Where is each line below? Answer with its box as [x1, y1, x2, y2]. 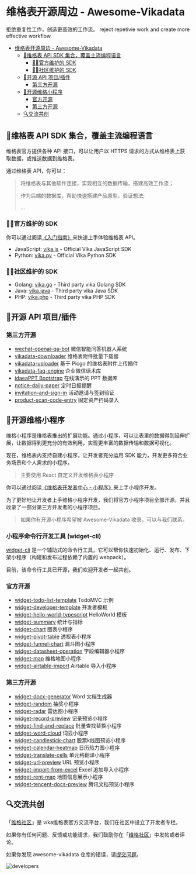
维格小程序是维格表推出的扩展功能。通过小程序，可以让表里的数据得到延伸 [6, 432, 185, 439]
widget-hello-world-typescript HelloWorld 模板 [14, 611, 127, 618]
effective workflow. [6, 32, 52, 39]
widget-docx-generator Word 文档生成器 [14, 693, 113, 700]
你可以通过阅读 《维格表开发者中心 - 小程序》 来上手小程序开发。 [6, 484, 160, 491]
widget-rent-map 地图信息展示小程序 [14, 773, 103, 780]
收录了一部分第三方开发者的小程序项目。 [6, 504, 103, 511]
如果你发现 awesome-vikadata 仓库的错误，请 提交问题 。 [6, 850, 142, 857]
